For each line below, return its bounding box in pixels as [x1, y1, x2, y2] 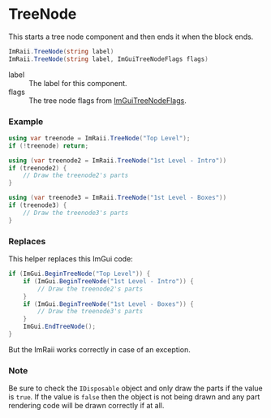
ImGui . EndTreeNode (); [23, 322, 96, 331]
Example [8, 115, 44, 127]
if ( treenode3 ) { [8, 201, 67, 209]
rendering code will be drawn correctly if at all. [8, 401, 165, 411]
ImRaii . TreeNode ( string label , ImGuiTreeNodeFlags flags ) [8, 54, 209, 63]
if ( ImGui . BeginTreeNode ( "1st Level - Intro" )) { [23, 277, 195, 285]
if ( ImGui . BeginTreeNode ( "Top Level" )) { [8, 269, 151, 278]
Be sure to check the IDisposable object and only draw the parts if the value [8, 383, 264, 394]
